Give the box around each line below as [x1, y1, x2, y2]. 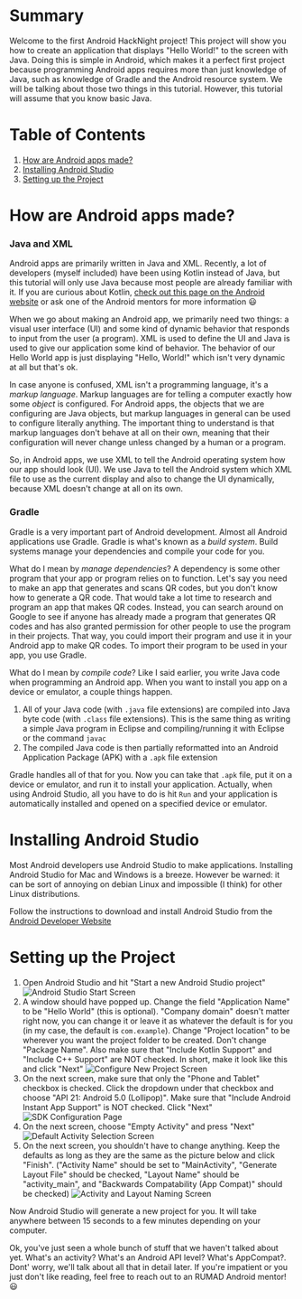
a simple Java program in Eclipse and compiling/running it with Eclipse [22, 723, 285, 734]
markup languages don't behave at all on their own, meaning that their [9, 427, 270, 438]
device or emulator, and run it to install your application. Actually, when [9, 779, 273, 790]
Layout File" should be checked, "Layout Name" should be [22, 1169, 240, 1180]
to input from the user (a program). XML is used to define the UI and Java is [9, 333, 290, 344]
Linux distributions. [9, 888, 81, 899]
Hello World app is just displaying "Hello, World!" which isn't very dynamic [9, 352, 286, 363]
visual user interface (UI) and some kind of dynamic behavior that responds [9, 323, 290, 334]
